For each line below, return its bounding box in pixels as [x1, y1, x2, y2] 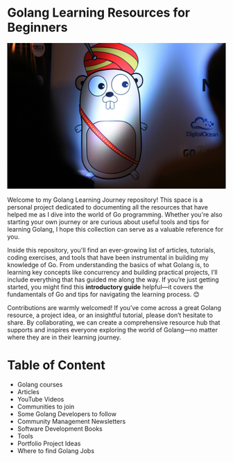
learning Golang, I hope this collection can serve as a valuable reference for [7, 225, 224, 233]
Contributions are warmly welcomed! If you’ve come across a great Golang [7, 303, 222, 311]
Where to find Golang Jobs [17, 446, 95, 455]
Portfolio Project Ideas [17, 439, 81, 447]
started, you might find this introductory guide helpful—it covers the [7, 282, 204, 291]
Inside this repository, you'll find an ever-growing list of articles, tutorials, [7, 246, 216, 254]
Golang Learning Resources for [7, 5, 191, 21]
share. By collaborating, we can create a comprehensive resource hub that [7, 318, 221, 327]
